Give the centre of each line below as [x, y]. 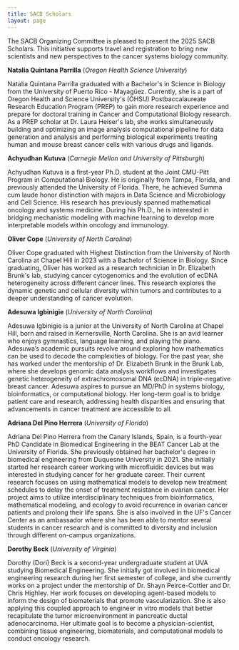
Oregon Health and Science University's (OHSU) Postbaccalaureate [107, 99]
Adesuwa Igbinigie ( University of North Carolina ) [80, 311]
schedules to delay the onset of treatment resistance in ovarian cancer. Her [118, 490]
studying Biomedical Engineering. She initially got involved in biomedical [113, 570]
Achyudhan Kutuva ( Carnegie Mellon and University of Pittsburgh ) [106, 158]
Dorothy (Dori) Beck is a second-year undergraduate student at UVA [108, 562]
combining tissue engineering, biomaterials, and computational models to [115, 631]
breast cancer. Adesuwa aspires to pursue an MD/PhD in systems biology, [116, 386]
